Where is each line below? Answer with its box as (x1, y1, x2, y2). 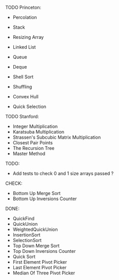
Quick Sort (12, 253, 36, 260)
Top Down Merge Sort (12, 243, 60, 249)
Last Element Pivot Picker (12, 265, 67, 270)
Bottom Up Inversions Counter (12, 196, 77, 202)
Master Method (12, 150, 46, 157)
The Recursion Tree (12, 145, 55, 151)
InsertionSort (12, 232, 41, 238)
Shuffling (12, 84, 32, 90)
